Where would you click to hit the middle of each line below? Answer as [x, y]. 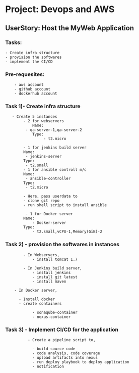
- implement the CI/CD [29, 62]
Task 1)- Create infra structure [43, 106]
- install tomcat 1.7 [55, 259]
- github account [32, 89]
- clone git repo [41, 201]
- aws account [29, 85]
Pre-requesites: [25, 74]
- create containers [40, 304]
